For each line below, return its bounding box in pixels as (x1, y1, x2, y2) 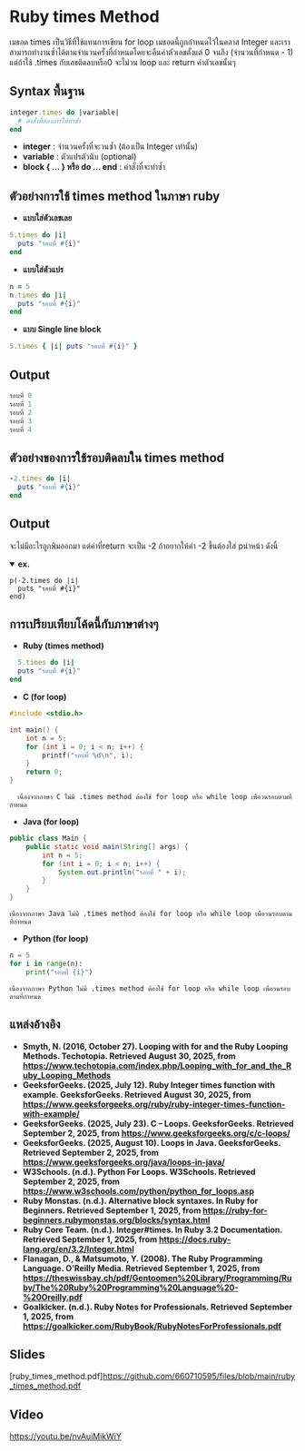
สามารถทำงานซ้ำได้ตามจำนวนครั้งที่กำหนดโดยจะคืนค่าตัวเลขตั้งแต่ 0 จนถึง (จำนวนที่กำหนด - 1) (9, 46, 293, 57)
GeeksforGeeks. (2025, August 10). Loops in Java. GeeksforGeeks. (22, 1137, 281, 1148)
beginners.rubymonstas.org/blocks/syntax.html (22, 1214, 211, 1225)
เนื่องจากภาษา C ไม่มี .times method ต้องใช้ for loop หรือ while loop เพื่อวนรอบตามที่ (17, 793, 292, 802)
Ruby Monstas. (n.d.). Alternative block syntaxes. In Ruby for (22, 1195, 259, 1206)
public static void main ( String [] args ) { (25, 842, 189, 851)
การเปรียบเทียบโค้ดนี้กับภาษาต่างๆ (9, 617, 159, 632)
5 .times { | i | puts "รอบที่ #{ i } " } (9, 342, 138, 351)
